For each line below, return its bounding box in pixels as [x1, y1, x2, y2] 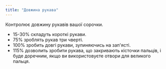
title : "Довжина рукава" [5, 7, 59, 13]
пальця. [12, 58, 30, 64]
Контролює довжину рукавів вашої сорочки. [5, 21, 104, 27]
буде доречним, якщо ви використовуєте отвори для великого [12, 53, 151, 59]
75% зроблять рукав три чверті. [12, 37, 83, 43]
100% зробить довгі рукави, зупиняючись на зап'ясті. [12, 42, 131, 48]
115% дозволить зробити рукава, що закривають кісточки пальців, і [12, 47, 161, 53]
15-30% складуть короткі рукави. [12, 31, 86, 37]
